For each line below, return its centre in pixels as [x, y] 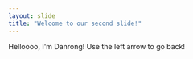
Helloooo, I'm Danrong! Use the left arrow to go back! [97, 46]
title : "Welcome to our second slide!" [75, 23]
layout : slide [32, 16]
